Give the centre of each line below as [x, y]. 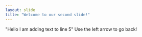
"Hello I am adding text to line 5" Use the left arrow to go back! [71, 29]
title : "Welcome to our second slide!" [48, 15]
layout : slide [20, 10]
